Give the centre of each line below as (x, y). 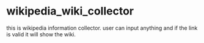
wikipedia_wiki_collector (70, 11)
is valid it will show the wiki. (41, 34)
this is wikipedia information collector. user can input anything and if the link (102, 28)
